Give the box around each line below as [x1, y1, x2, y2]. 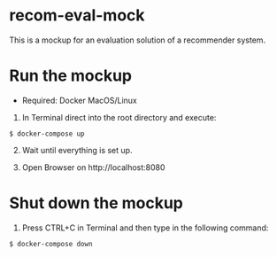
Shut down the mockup [9, 193, 183, 214]
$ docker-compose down [9, 239, 93, 248]
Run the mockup [9, 66, 133, 86]
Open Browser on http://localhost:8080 [21, 161, 165, 173]
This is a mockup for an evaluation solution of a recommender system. [9, 35, 266, 45]
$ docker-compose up [9, 129, 86, 138]
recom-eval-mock [9, 5, 145, 26]
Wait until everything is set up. [21, 144, 133, 155]
